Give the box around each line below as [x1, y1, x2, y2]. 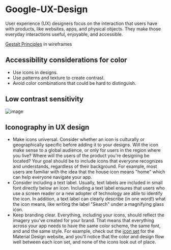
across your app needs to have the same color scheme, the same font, [12, 223, 161, 229]
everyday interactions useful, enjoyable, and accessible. [5, 31, 123, 37]
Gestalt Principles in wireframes [5, 41, 72, 47]
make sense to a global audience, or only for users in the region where [12, 147, 161, 153]
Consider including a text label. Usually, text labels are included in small [12, 179, 163, 186]
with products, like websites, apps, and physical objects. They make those [5, 25, 161, 32]
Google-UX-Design [5, 4, 88, 15]
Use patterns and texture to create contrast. [12, 75, 105, 81]
